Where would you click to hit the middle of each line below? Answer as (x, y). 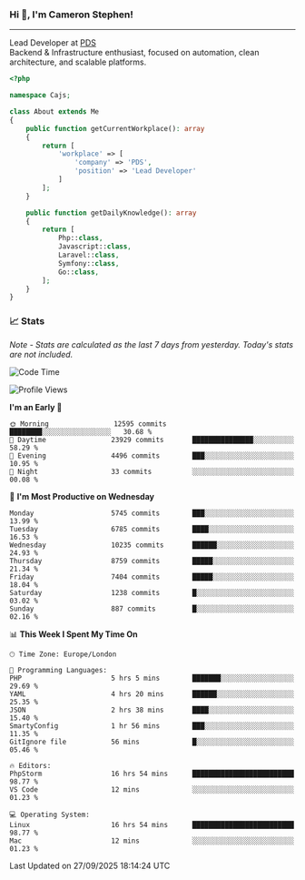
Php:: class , (80, 238)
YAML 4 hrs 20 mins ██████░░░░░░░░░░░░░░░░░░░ (152, 694)
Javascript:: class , (94, 247)
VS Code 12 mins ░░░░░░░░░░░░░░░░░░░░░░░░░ (152, 789)
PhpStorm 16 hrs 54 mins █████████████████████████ (152, 774)
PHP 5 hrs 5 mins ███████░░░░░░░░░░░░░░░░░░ (152, 678)
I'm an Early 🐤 (36, 407)
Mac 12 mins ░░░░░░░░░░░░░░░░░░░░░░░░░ (152, 841)
